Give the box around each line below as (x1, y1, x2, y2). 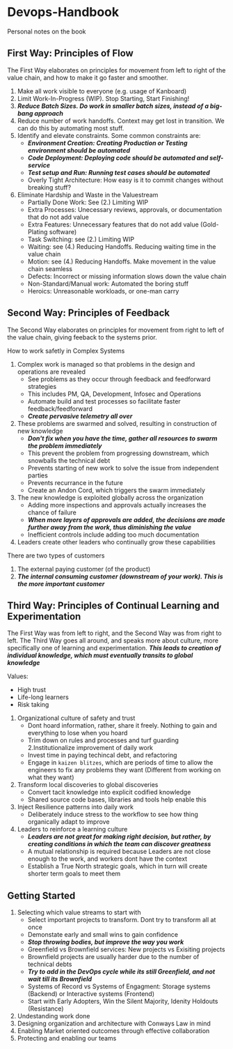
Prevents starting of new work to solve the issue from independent (27, 464, 219, 472)
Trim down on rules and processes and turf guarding (27, 736, 179, 744)
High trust (17, 686, 47, 694)
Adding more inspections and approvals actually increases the (27, 500, 207, 509)
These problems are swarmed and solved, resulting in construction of (17, 419, 217, 427)
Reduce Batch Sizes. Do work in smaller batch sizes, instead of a (17, 102, 209, 110)
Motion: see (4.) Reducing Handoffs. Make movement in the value (27, 257, 216, 266)
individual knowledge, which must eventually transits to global (7, 651, 193, 659)
